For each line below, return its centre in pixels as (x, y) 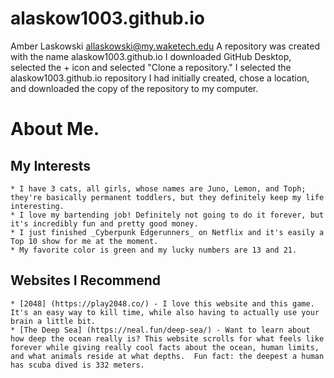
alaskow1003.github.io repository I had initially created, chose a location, (160, 78)
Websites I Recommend (85, 280)
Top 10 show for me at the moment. (84, 241)
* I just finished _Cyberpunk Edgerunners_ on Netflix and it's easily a (167, 232)
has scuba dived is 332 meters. (77, 365)
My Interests (50, 165)
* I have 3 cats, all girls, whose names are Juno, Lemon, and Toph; (158, 188)
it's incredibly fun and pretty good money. (104, 223)
